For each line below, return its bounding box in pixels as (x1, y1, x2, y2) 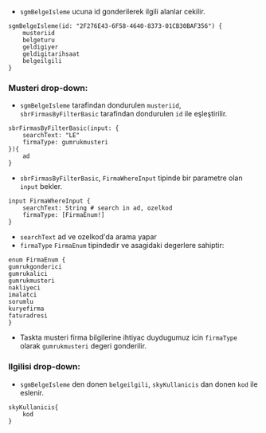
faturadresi (8, 312, 48, 320)
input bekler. (19, 182, 62, 191)
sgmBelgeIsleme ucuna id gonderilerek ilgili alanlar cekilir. (19, 7, 205, 16)
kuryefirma (8, 305, 45, 313)
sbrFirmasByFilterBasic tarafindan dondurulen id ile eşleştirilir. (19, 109, 228, 119)
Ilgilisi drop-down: (8, 361, 81, 372)
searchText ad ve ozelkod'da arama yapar (19, 232, 157, 242)
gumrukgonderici (8, 263, 62, 271)
